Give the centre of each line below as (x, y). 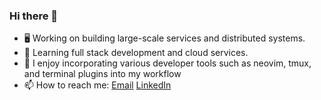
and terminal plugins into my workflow (102, 74)
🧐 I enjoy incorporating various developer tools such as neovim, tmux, (167, 63)
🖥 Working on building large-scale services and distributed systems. (164, 38)
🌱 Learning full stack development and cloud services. (136, 53)
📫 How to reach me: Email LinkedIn (97, 85)
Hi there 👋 (34, 16)
